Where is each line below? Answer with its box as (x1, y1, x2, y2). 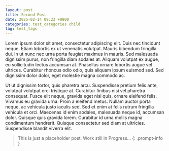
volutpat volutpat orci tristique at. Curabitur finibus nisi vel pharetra (5, 88, 146, 94)
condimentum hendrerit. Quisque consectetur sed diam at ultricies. (5, 120, 146, 126)
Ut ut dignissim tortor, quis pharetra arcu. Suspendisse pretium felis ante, (5, 82, 158, 89)
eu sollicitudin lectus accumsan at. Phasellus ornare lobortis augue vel (5, 62, 152, 68)
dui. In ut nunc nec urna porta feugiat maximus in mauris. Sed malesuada (5, 51, 158, 57)
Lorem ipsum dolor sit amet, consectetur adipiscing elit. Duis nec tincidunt (5, 40, 161, 46)
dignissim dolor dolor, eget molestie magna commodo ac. (5, 72, 125, 79)
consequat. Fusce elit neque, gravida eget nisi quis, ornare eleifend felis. (5, 93, 157, 99)
